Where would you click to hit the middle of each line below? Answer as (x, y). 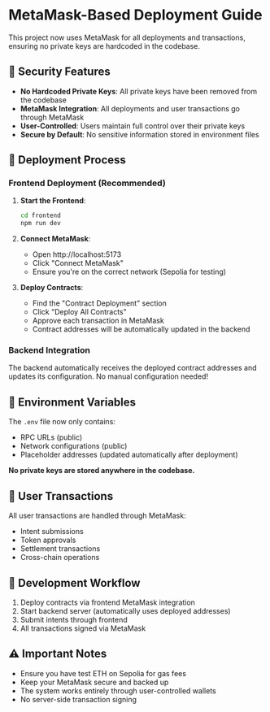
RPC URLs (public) (51, 437)
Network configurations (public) (74, 446)
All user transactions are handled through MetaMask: (97, 516)
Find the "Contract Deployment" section (99, 303)
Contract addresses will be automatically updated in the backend (141, 329)
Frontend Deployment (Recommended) (87, 183)
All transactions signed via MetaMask (83, 628)
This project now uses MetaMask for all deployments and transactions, (127, 37)
